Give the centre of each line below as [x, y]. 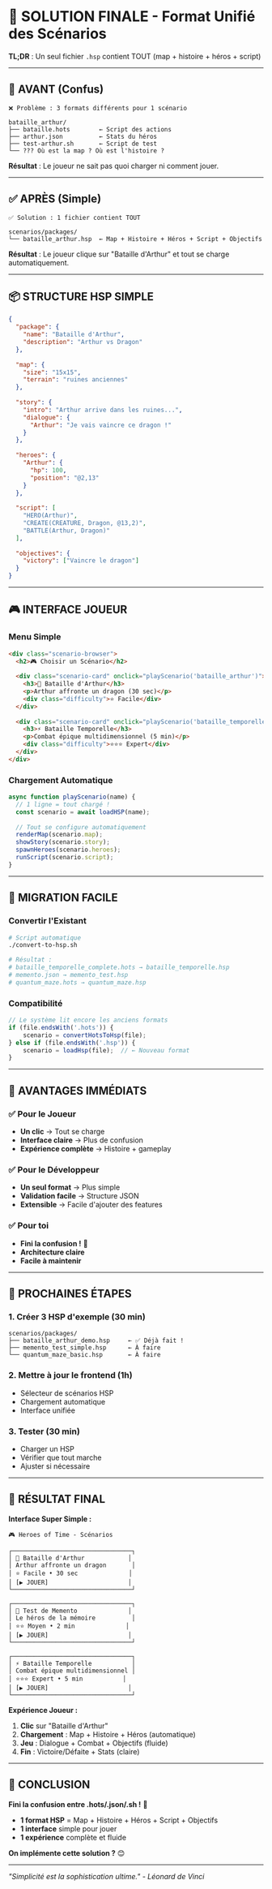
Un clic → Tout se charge [62, 1132]
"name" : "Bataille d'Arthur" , [74, 335]
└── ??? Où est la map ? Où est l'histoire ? [86, 151]
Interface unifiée [47, 1410]
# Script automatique [45, 938]
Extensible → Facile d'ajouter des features [91, 1205]
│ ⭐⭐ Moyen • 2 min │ [69, 1626]
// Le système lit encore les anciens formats [88, 1020]
